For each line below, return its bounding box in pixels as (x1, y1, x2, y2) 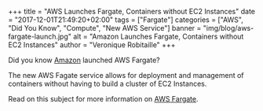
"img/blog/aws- (203, 24, 254, 32)
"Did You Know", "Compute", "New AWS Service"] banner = (8, 24, 202, 32)
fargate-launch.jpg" (8, 31, 72, 41)
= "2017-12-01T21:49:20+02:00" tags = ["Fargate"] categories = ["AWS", (8, 15, 243, 24)
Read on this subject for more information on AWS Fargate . (8, 94, 199, 103)
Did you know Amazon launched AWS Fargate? (8, 55, 160, 65)
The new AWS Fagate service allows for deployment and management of (8, 71, 245, 80)
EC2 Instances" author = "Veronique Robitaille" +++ (8, 40, 176, 50)
